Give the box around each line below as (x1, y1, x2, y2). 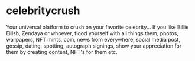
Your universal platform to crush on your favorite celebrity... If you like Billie (6, 23, 189, 30)
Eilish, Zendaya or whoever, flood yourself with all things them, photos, (6, 29, 178, 36)
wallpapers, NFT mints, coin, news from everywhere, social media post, (6, 36, 180, 43)
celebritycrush (6, 4, 80, 18)
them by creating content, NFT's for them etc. (6, 48, 118, 55)
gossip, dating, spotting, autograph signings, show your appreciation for (6, 42, 182, 49)
